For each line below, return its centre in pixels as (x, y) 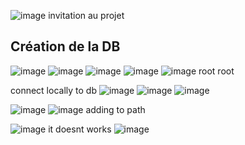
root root (216, 71)
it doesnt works (80, 129)
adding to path (115, 109)
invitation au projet (86, 15)
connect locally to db (53, 90)
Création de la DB (65, 46)
